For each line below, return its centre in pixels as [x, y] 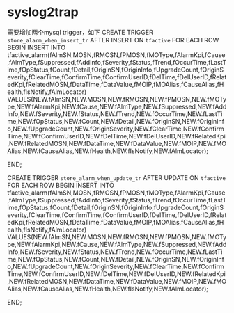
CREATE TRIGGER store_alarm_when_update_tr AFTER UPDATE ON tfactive [117, 177]
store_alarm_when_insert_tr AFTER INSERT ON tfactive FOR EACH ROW [113, 40]
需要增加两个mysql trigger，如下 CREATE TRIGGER [80, 32]
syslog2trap [43, 12]
